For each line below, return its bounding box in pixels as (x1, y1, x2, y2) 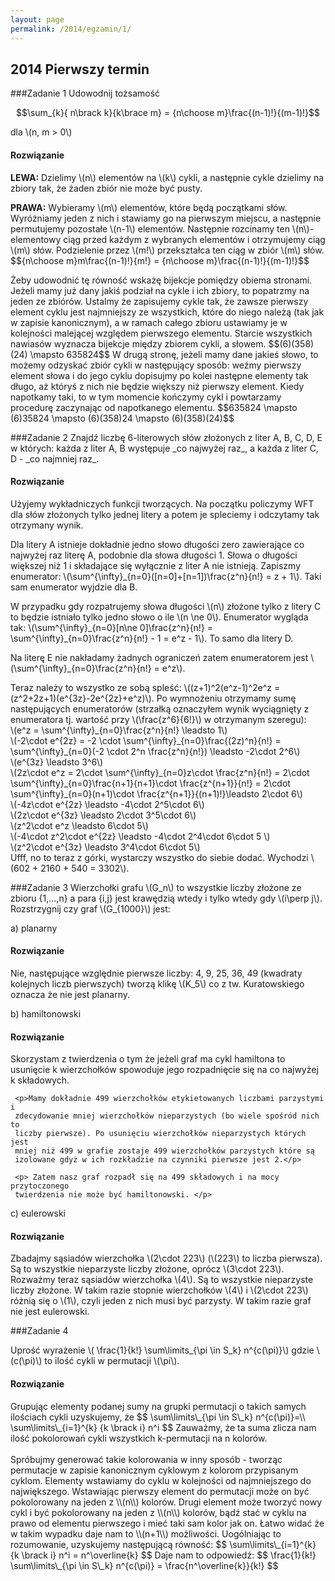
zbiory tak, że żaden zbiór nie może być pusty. (10, 182, 203, 194)
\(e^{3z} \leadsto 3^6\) (10, 756, 104, 768)
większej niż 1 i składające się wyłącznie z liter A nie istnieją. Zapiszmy (10, 559, 302, 571)
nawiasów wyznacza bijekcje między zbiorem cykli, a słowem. (10, 337, 267, 350)
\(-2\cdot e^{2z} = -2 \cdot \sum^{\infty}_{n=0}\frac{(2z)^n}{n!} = (10, 734, 282, 746)
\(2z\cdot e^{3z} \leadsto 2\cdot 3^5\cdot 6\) (10, 809, 197, 821)
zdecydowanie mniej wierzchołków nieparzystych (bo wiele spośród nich (14, 1111, 320, 1121)
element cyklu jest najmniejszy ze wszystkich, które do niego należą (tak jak (10, 306, 325, 318)
